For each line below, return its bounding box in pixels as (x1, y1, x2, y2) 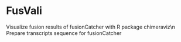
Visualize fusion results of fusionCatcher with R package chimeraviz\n (6, 23, 176, 30)
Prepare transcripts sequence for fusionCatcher (6, 29, 122, 36)
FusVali (6, 4, 43, 17)
